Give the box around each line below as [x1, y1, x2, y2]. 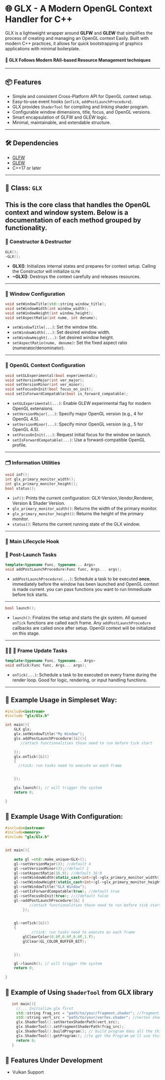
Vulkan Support [12, 1069, 44, 1075]
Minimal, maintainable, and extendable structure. [12, 119, 111, 125]
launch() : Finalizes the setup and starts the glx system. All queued [12, 615, 147, 620]
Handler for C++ [5, 14, 73, 25]
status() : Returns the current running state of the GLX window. [12, 521, 141, 527]
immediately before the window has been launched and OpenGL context [12, 581, 159, 587]
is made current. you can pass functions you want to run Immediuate [12, 586, 152, 592]
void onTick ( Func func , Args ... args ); [5, 663, 87, 668]
